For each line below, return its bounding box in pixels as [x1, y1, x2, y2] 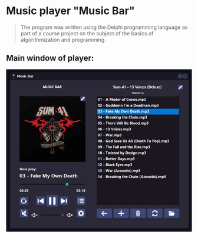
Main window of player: [6, 53, 94, 63]
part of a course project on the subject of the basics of [20, 29, 154, 37]
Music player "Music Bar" [6, 4, 135, 18]
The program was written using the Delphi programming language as [20, 24, 188, 31]
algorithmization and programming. [20, 36, 106, 43]
